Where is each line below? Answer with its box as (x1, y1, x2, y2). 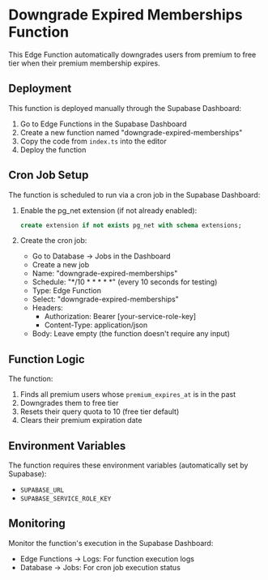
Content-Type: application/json (44, 320, 148, 330)
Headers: (32, 303, 63, 313)
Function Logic (8, 352, 85, 366)
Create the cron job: (19, 236, 87, 245)
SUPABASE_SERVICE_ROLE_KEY (19, 495, 112, 503)
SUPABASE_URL (19, 486, 65, 495)
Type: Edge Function (32, 286, 101, 296)
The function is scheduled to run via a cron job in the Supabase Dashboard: (8, 190, 261, 199)
